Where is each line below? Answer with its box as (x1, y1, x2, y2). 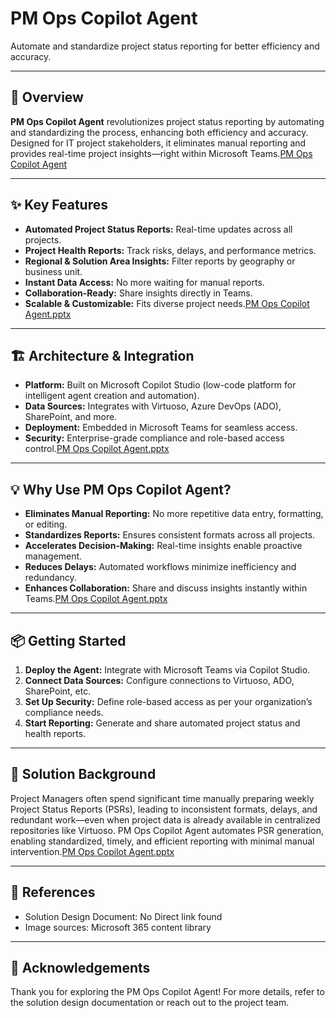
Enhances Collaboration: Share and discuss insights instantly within (24, 582, 308, 594)
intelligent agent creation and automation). (24, 390, 200, 402)
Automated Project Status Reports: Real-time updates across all (24, 223, 293, 235)
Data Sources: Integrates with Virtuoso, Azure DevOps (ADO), (24, 400, 282, 412)
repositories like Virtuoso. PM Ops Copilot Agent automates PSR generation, (10, 824, 324, 836)
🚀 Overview (10, 89, 84, 106)
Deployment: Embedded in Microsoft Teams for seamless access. (24, 422, 298, 434)
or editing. (24, 518, 68, 531)
